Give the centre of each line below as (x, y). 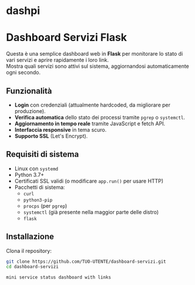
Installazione (30, 237)
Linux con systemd (36, 169)
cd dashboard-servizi (32, 267)
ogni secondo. (23, 73)
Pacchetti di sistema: (40, 187)
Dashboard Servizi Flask (66, 38)
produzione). (30, 111)
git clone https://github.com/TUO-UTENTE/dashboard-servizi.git (86, 262)
